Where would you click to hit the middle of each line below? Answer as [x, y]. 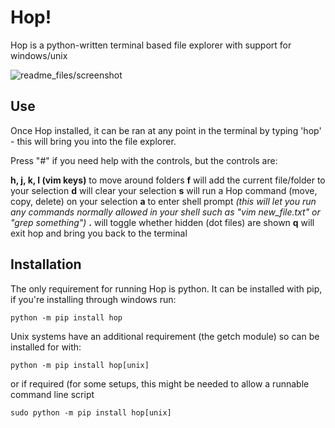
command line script [52, 394]
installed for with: [46, 347]
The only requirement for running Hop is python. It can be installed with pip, [166, 288]
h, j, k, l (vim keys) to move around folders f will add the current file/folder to [168, 180]
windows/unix [39, 55]
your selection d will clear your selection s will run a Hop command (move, [164, 190]
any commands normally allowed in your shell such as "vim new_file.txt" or [165, 212]
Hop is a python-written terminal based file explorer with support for [151, 45]
